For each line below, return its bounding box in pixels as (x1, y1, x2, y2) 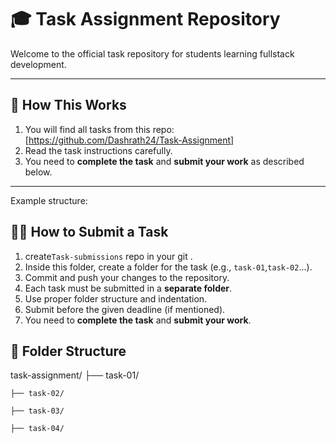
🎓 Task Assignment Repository (10, 8, 281, 31)
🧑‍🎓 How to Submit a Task (10, 224, 169, 241)
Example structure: (10, 194, 88, 206)
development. (10, 58, 67, 70)
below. (24, 166, 53, 178)
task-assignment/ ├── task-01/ (10, 369, 140, 381)
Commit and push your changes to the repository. (24, 271, 230, 283)
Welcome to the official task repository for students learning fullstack (10, 47, 295, 60)
